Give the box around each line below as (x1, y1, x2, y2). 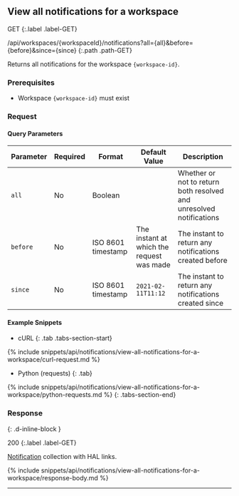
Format (98, 152, 123, 162)
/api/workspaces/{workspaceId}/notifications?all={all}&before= (7, 38, 193, 47)
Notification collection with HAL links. (7, 452, 117, 460)
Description (182, 152, 223, 162)
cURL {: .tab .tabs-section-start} (17, 334, 112, 343)
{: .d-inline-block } (7, 424, 62, 433)
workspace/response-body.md (7, 473, 98, 482)
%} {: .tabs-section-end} (103, 391, 176, 399)
